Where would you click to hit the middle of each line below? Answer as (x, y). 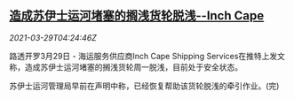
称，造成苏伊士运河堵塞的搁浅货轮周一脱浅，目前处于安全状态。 (126, 67)
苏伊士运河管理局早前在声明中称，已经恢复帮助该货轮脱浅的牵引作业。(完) (144, 86)
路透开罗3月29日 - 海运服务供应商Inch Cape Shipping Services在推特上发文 (147, 56)
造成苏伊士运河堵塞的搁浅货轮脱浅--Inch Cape (137, 16)
